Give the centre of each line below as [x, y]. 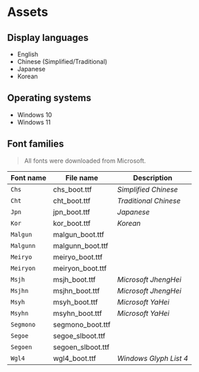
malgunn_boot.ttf [80, 245]
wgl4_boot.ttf [75, 358]
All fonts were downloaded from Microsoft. [85, 161]
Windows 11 [34, 122]
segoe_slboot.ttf [79, 335]
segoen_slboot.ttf [81, 347]
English [28, 54]
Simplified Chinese [148, 189]
